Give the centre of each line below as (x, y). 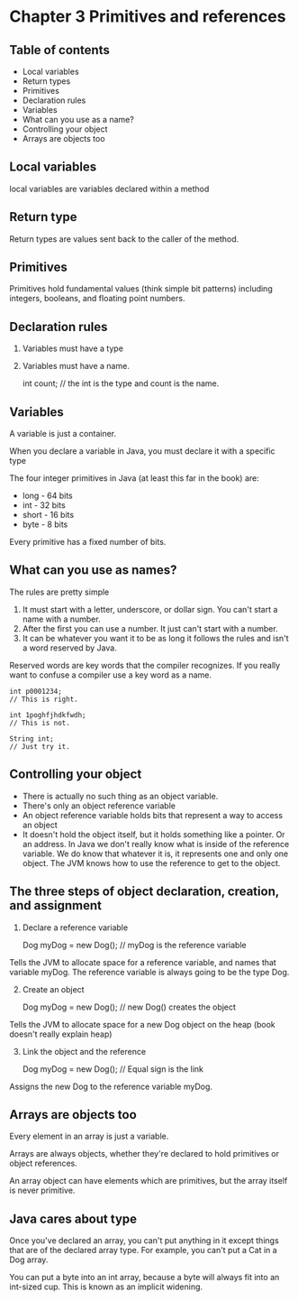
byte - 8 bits (45, 524)
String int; (32, 738)
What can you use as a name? (78, 120)
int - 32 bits (44, 505)
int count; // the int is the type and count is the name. (121, 383)
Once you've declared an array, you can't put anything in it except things (144, 1241)
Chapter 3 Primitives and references (148, 17)
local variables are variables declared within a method (109, 189)
